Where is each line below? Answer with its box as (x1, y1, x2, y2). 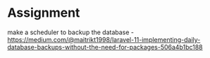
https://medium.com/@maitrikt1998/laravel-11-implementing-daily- (7, 35, 201, 43)
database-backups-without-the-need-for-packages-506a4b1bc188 (7, 43, 203, 51)
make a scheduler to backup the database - (7, 28, 135, 36)
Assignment (7, 5, 80, 21)
